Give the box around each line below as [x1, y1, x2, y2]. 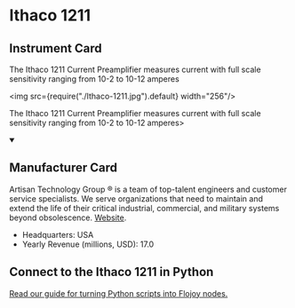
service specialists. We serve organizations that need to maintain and [9, 193, 264, 204]
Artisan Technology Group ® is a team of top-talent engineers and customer [9, 184, 287, 194]
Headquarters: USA [21, 229, 94, 240]
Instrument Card [9, 41, 102, 56]
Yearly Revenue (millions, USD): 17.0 [21, 239, 155, 249]
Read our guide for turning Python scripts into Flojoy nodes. [9, 288, 228, 298]
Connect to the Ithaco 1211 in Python [9, 265, 214, 280]
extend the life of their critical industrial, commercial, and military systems [9, 202, 280, 213]
